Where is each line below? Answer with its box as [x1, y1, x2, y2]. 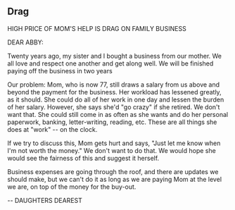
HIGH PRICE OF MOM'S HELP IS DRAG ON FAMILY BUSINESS [7, 24, 186, 32]
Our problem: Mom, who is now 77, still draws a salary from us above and [7, 80, 220, 89]
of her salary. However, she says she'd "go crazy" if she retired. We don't [7, 102, 220, 111]
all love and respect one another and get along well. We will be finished [7, 59, 214, 68]
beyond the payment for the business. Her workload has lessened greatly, [7, 87, 222, 96]
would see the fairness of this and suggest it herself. [7, 154, 160, 162]
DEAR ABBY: [7, 38, 44, 47]
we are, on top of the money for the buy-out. [7, 183, 136, 191]
